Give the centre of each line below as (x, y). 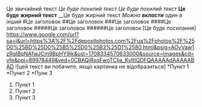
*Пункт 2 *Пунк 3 (29, 73)
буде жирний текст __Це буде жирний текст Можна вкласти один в (94, 15)
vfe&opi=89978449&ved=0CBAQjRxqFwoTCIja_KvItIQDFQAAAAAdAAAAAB (100, 60)
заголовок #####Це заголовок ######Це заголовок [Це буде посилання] (101, 28)
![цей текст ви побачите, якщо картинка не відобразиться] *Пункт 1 (102, 66)
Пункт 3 (25, 97)
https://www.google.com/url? (43, 34)
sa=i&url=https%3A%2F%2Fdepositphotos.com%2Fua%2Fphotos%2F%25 (100, 41)
